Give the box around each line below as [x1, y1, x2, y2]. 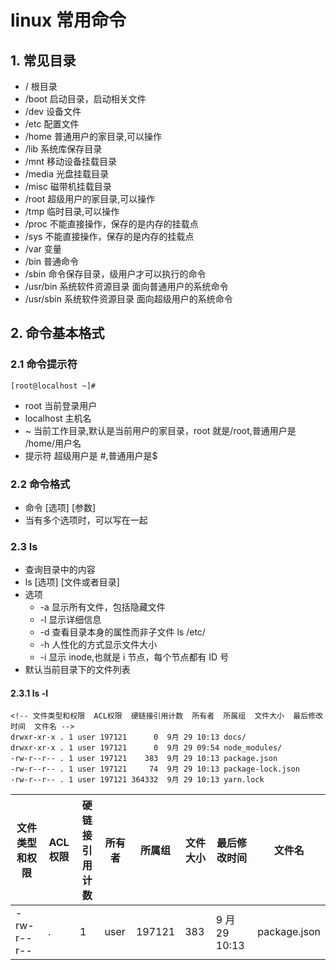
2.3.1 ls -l [10, 687, 48, 699]
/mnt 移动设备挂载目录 [24, 156, 117, 167]
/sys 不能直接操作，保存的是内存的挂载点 [24, 231, 195, 242]
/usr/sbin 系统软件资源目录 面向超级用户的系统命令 [24, 293, 233, 305]
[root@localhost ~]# [10, 381, 97, 391]
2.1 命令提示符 [10, 357, 78, 371]
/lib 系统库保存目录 [24, 143, 103, 155]
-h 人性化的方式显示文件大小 [39, 639, 158, 651]
